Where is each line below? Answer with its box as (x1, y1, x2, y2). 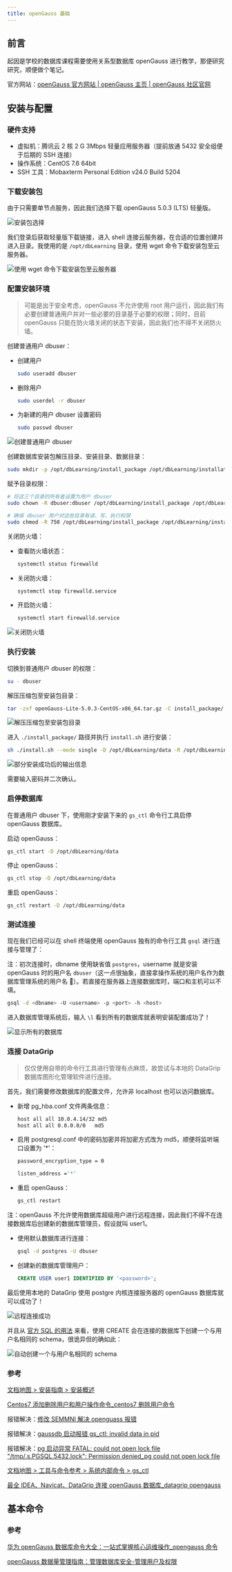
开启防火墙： (17, 601, 54, 609)
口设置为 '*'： (17, 1144, 57, 1152)
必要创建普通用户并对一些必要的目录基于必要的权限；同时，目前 (23, 309, 206, 318)
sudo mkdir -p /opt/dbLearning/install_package (7, 466, 147, 473)
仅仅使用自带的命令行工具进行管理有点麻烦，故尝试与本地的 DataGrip (23, 1064, 221, 1072)
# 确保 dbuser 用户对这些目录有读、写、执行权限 (7, 512, 131, 519)
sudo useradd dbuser (17, 370, 77, 377)
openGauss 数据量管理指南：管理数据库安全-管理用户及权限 (7, 1557, 177, 1565)
